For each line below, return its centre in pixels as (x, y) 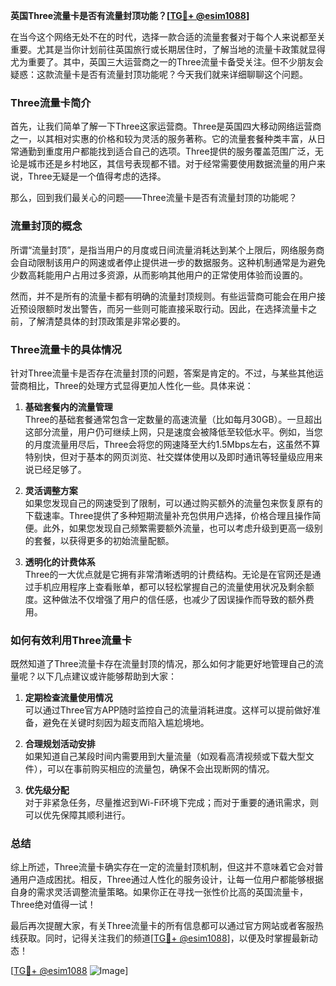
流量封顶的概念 (46, 226)
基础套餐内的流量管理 (68, 406)
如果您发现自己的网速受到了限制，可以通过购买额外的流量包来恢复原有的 (173, 503)
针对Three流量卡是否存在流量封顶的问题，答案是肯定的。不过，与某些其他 (162, 373)
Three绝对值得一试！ (53, 905)
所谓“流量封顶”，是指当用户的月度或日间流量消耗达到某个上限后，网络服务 (163, 250)
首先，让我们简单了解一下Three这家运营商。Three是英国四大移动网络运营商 (166, 126)
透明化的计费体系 (60, 561)
